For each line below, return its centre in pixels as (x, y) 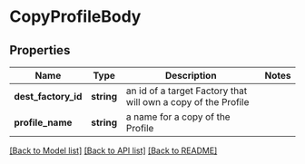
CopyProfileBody (75, 17)
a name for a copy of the (178, 117)
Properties (40, 50)
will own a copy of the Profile (187, 102)
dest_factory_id (48, 96)
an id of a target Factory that (187, 91)
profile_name (43, 122)
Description (191, 76)
